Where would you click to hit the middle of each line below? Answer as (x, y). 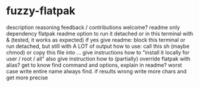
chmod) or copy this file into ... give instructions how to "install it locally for (98, 52)
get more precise (27, 78)
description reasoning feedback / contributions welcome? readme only (93, 27)
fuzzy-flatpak (41, 11)
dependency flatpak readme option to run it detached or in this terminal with (100, 33)
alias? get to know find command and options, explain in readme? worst (94, 65)
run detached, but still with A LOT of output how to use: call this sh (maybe (98, 46)
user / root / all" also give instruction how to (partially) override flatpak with (98, 59)
